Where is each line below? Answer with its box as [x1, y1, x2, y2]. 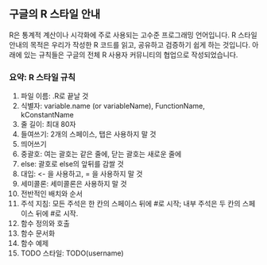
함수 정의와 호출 [20, 219, 70, 229]
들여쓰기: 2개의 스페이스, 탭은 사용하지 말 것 [20, 129, 157, 139]
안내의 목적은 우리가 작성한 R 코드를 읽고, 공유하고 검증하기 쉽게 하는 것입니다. [9, 40, 251, 49]
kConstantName [20, 110, 74, 120]
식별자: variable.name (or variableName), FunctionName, [20, 102, 205, 111]
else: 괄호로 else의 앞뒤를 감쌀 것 [20, 159, 124, 169]
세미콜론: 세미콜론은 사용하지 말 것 [20, 179, 127, 189]
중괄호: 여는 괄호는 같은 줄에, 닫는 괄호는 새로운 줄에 [20, 149, 182, 159]
